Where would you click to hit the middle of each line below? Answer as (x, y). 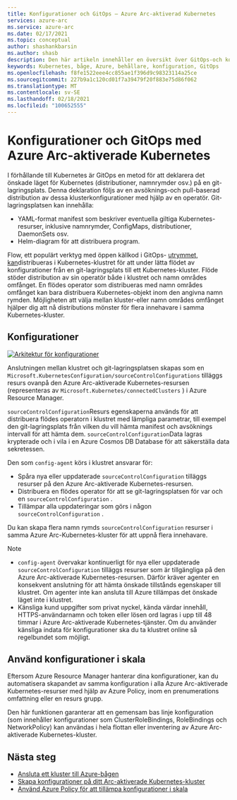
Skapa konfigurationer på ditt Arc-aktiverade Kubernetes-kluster (111, 782)
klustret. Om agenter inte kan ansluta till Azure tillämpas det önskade (117, 592)
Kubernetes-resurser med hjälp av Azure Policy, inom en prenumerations (113, 691)
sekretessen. (26, 449)
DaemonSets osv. (43, 234)
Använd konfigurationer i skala (77, 659)
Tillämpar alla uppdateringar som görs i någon (84, 506)
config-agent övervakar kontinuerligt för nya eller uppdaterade (109, 562)
